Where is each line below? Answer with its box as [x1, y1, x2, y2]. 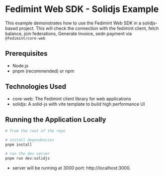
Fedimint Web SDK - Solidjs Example [5, 3, 159, 15]
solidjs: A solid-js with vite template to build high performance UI [12, 101, 145, 107]
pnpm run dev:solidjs [5, 156, 50, 161]
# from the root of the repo [5, 129, 66, 134]
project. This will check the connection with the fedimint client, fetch [19, 25, 159, 31]
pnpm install [5, 142, 32, 148]
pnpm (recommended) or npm [12, 68, 75, 74]
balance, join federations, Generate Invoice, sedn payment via [5, 30, 132, 36]
